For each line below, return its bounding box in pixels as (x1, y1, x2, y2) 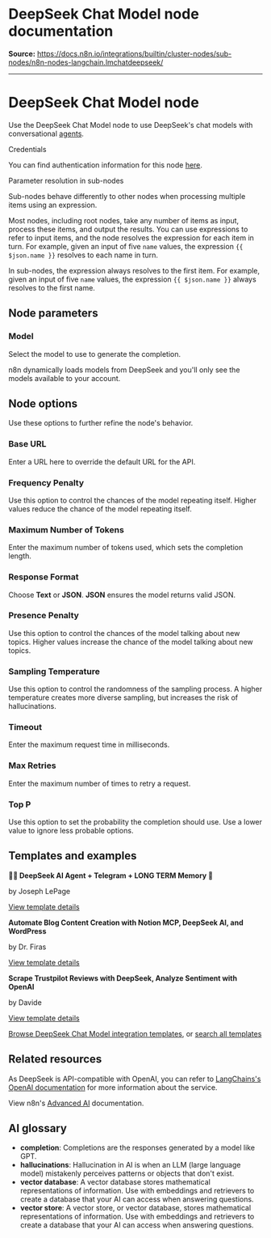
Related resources (8, 1053, 102, 1066)
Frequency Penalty (8, 477, 85, 488)
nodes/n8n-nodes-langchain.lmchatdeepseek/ (8, 57, 164, 67)
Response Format (8, 571, 79, 583)
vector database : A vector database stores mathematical (19, 1177, 211, 1187)
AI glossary (8, 1121, 67, 1135)
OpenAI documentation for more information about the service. (8, 1082, 218, 1092)
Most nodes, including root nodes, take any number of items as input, (8, 215, 240, 225)
